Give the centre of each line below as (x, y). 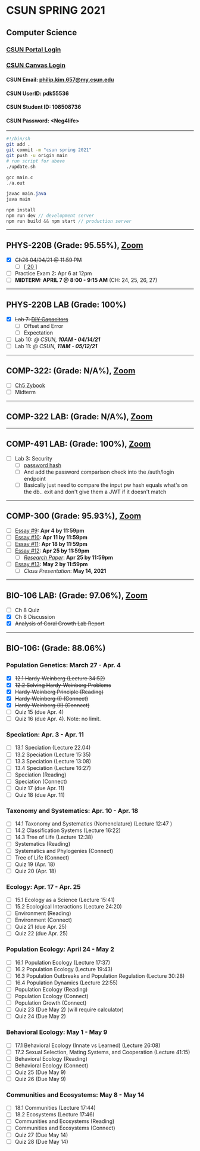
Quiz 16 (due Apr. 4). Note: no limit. (58, 719)
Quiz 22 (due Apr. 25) (41, 934)
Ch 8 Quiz (27, 610)
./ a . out (16, 183)
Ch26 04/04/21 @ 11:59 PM (48, 260)
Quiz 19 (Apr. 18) (35, 864)
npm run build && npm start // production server (69, 221)
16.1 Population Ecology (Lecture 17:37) (62, 962)
